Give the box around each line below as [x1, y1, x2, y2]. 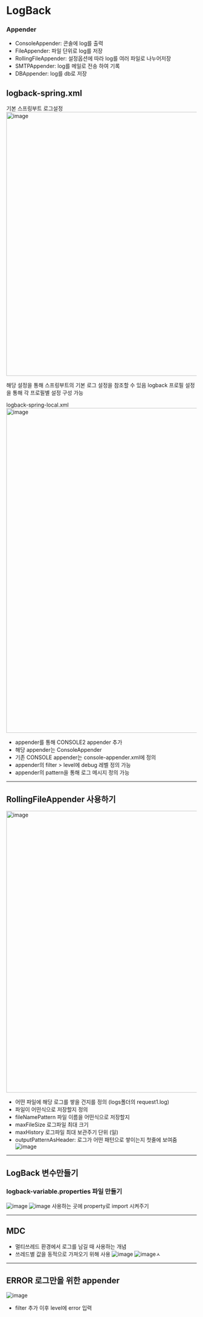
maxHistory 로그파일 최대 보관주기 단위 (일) [14, 1129, 119, 1136]
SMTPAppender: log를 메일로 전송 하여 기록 [14, 62, 120, 70]
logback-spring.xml [6, 88, 83, 98]
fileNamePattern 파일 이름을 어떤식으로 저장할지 [14, 1113, 130, 1121]
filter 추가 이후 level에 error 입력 [14, 1304, 92, 1312]
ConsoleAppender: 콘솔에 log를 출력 [14, 40, 104, 47]
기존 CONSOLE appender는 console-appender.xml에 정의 [14, 754, 156, 761]
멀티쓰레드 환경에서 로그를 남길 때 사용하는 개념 [14, 1242, 127, 1250]
